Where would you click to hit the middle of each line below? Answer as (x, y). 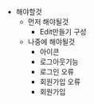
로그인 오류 (57, 72)
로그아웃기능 (59, 62)
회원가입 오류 (60, 82)
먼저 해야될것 (48, 22)
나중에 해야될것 (51, 42)
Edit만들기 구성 (63, 32)
